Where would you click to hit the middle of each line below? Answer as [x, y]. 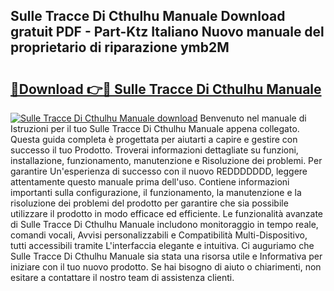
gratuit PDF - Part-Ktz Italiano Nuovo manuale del [167, 32]
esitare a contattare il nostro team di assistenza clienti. [122, 277]
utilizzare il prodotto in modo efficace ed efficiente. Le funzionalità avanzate [167, 213]
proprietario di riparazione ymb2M [120, 47]
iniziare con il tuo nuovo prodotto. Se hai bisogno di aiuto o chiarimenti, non [166, 267]
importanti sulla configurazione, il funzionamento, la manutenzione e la [156, 192]
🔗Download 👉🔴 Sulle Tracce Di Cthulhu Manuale [166, 89]
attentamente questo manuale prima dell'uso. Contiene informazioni [150, 182]
